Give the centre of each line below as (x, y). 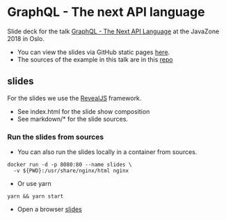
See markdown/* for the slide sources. (73, 119)
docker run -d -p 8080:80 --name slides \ (70, 165)
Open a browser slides (49, 210)
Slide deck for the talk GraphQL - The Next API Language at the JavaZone (113, 31)
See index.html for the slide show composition (83, 111)
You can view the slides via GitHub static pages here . (94, 52)
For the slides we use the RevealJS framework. (74, 98)
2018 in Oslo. (26, 38)
